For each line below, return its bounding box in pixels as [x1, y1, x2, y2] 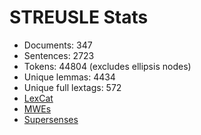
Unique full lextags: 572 [23, 81, 122, 93]
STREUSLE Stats [9, 6, 149, 29]
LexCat [23, 92, 54, 104]
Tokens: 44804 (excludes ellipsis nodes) [23, 60, 192, 72]
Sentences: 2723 [23, 49, 95, 61]
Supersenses [23, 113, 79, 125]
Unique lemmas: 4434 [23, 71, 116, 83]
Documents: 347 [23, 39, 93, 51]
